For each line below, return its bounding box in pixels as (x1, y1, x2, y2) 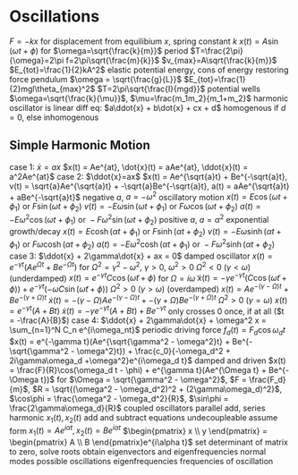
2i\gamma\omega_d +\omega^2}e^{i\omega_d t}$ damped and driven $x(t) (9, 355, 286, 366)
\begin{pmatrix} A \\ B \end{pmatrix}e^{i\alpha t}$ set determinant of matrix (9, 437, 289, 448)
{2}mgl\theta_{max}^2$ (9, 83, 96, 94)
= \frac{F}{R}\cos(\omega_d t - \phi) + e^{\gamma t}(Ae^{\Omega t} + (9, 364, 267, 375)
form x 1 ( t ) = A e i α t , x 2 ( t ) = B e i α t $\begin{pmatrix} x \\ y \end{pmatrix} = (9, 423, 268, 438)
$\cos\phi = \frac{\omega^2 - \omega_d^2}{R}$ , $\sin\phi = (9, 393, 229, 403)
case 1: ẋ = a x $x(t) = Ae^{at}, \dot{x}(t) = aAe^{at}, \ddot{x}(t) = (9, 161, 249, 172)
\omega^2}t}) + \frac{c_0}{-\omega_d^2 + (76, 345, 231, 356)
